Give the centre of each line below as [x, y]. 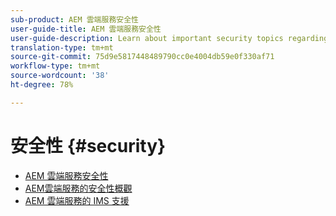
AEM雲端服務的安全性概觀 [78, 188]
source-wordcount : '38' [60, 76]
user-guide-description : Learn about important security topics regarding [169, 38]
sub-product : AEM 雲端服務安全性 [74, 19]
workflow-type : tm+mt [55, 66]
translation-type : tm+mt [62, 47]
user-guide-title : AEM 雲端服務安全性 [86, 29]
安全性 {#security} [88, 145]
